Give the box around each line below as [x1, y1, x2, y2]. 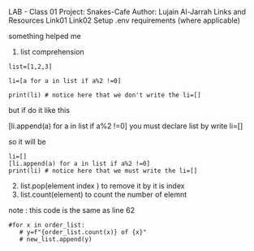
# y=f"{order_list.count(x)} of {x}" [19, 228, 148, 236]
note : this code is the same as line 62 [8, 206, 136, 214]
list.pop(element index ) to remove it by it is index [19, 181, 185, 190]
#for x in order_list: [8, 221, 85, 229]
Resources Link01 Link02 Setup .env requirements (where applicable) [8, 15, 241, 25]
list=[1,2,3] [8, 63, 53, 71]
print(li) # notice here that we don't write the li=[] [8, 91, 201, 99]
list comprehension [19, 47, 85, 56]
